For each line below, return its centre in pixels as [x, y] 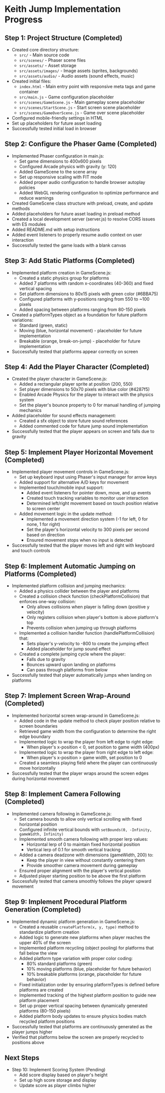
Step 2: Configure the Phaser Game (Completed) [81, 144]
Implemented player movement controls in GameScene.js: [70, 472]
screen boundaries [38, 726]
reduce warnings [36, 198]
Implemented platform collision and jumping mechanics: [69, 586]
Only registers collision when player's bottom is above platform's [92, 617]
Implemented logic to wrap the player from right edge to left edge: [86, 752]
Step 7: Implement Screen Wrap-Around [67, 696]
